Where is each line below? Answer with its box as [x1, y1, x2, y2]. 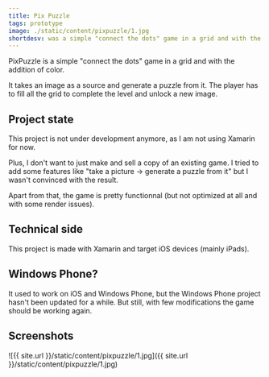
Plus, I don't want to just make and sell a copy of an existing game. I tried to [8, 158, 259, 168]
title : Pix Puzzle [8, 11, 70, 20]
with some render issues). [8, 199, 95, 209]
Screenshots [8, 329, 74, 343]
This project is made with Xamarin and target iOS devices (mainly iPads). [8, 243, 250, 254]
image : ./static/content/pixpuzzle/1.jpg [8, 27, 150, 35]
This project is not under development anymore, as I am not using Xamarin [8, 134, 255, 143]
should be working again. [8, 305, 93, 315]
